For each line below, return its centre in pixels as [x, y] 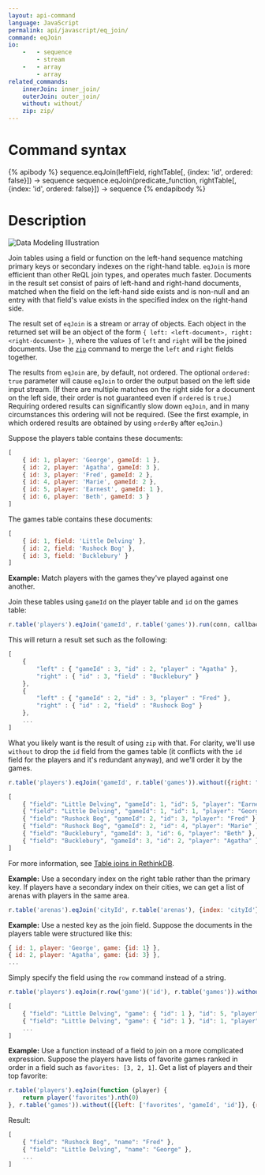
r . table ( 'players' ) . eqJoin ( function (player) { [88, 1090]
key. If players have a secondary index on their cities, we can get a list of [126, 887]
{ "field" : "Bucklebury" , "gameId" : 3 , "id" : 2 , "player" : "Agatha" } [141, 841]
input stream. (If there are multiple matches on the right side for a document [131, 389]
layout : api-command [42, 15]
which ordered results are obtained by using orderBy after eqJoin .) [116, 423]
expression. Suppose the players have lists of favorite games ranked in [123, 1059]
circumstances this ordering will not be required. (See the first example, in [128, 414]
